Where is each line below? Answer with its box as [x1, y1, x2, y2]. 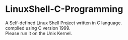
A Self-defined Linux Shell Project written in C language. [5, 20, 122, 26]
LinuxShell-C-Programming [5, 3, 123, 15]
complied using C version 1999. [5, 25, 71, 31]
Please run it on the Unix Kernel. [5, 30, 72, 36]
